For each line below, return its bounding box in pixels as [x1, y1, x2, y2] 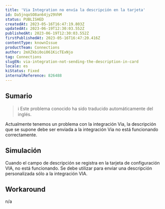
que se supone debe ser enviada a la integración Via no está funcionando [5, 126, 158, 132]
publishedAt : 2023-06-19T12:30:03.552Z [5, 31, 89, 36]
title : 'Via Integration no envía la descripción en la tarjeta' [5, 7, 145, 13]
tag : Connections [5, 54, 42, 60]
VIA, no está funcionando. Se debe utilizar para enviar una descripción [5, 165, 152, 171]
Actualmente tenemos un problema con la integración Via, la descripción [5, 121, 156, 127]
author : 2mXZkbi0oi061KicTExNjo [5, 49, 73, 55]
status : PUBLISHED [5, 17, 44, 22]
